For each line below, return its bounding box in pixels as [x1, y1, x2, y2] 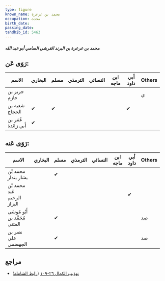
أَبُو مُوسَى [7, 209, 28, 215]
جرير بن [7, 88, 24, 95]
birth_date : [5, 21, 29, 26]
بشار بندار [7, 174, 28, 181]
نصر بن [7, 229, 23, 235]
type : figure [5, 7, 32, 12]
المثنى [7, 221, 21, 228]
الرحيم [7, 194, 21, 201]
